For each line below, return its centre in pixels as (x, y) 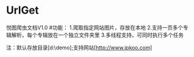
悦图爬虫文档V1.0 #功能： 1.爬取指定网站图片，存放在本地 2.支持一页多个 (95, 27)
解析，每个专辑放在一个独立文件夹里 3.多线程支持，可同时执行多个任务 (97, 35)
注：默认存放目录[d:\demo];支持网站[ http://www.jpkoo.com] (79, 47)
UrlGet (23, 10)
